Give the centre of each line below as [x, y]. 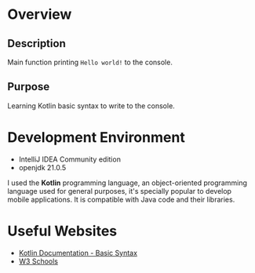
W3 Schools [38, 261]
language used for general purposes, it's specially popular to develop [120, 191]
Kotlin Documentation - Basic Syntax [78, 253]
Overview [40, 15]
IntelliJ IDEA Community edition [69, 159]
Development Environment [96, 137]
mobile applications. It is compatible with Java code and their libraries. [121, 199]
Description [36, 44]
